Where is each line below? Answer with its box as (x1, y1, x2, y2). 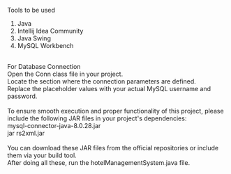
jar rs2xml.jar (7, 129, 45, 137)
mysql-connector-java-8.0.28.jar (7, 122, 101, 129)
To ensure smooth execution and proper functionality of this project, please (7, 107, 225, 115)
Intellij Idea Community (17, 27, 84, 35)
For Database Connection (7, 63, 81, 70)
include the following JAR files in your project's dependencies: (7, 114, 187, 122)
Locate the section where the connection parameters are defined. (7, 77, 197, 86)
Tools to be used (7, 6, 56, 14)
